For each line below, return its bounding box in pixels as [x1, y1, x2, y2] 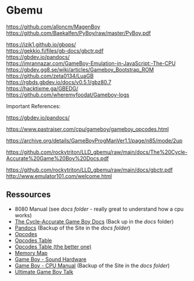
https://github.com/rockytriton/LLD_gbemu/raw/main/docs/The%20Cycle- [6, 148, 188, 156]
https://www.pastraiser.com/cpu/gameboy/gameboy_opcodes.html [6, 125, 169, 133]
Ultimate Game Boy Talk [14, 268, 74, 275]
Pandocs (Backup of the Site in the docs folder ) [14, 224, 131, 231]
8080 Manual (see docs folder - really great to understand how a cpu [14, 205, 184, 212]
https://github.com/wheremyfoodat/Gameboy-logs [6, 91, 130, 98]
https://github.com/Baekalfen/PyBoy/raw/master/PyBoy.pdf [6, 29, 151, 36]
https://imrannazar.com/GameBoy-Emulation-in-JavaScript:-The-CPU [6, 60, 176, 67]
